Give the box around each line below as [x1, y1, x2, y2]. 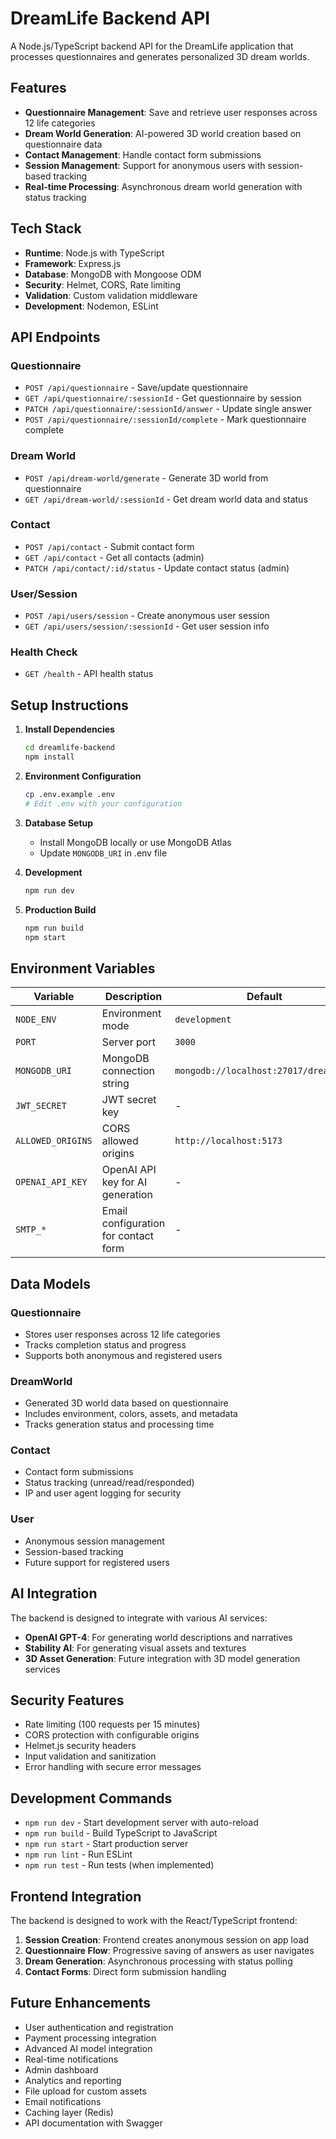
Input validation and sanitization [24, 1750, 157, 1762]
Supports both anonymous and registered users [24, 1349, 223, 1361]
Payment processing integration [24, 2032, 157, 2044]
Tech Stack [10, 220, 82, 237]
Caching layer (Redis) [24, 2106, 114, 2118]
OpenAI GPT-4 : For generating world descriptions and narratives [24, 1631, 293, 1643]
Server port [101, 1035, 156, 1049]
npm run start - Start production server [24, 1838, 189, 1850]
